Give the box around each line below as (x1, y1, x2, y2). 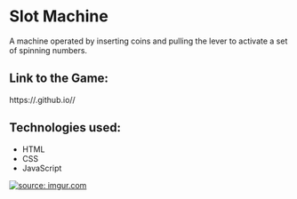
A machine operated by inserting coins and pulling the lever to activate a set (9, 36, 288, 46)
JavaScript (21, 163, 62, 173)
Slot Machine (9, 6, 108, 27)
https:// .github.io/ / (9, 94, 76, 105)
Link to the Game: (9, 71, 109, 86)
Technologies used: (9, 120, 122, 135)
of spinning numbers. (9, 44, 87, 55)
